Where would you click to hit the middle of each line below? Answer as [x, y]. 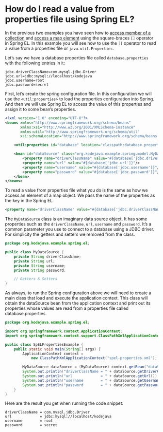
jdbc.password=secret [27, 85]
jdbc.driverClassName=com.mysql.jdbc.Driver [51, 72]
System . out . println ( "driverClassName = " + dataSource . [80, 372]
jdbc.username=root [25, 80]
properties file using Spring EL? [70, 19]
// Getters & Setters [35, 279]
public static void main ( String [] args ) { [57, 349]
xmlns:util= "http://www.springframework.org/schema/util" [80, 132]
